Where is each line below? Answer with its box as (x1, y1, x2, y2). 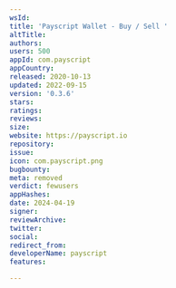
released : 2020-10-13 (9, 72, 92, 82)
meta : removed (9, 173, 64, 182)
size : (9, 123, 30, 132)
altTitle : (9, 30, 47, 39)
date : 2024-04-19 (9, 198, 75, 208)
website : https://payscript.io (9, 131, 128, 140)
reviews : (9, 114, 43, 123)
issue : (9, 148, 34, 157)
